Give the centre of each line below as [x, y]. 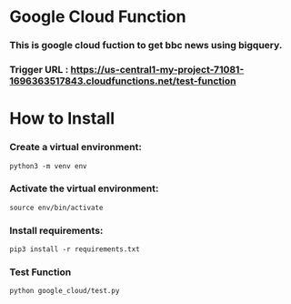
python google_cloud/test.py [65, 291]
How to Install [62, 119]
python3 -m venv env [49, 166]
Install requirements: [56, 230]
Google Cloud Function [98, 17]
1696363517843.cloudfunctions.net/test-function [123, 81]
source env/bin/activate [56, 208]
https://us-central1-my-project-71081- [157, 70]
